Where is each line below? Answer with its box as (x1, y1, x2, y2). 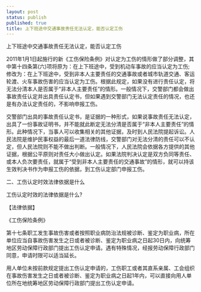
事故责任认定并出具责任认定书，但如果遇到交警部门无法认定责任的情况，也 (6, 93, 190, 100)
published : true (6, 20, 47, 26)
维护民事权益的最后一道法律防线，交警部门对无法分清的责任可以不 (26, 136, 190, 143)
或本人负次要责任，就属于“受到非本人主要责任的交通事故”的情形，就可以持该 (6, 158, 194, 165)
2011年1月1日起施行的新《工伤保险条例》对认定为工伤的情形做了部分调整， (6, 55, 190, 63)
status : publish (6, 14, 47, 20)
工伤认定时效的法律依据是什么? (6, 191, 83, 198)
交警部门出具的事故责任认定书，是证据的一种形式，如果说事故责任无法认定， (6, 113, 195, 121)
